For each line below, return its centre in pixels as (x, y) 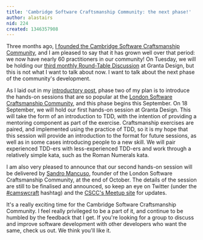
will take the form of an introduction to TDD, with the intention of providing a (101, 116)
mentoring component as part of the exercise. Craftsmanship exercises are (100, 123)
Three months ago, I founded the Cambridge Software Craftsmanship (93, 46)
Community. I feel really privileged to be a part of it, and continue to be (95, 211)
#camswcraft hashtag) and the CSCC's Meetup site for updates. (87, 193)
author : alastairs (29, 18)
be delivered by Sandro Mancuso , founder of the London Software (89, 174)
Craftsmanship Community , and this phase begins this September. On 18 (97, 104)
